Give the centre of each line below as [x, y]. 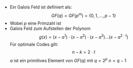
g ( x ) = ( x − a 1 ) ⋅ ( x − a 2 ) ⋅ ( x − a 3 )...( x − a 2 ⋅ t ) [84, 36]
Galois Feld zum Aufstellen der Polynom [50, 28]
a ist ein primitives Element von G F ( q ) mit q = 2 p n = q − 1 [68, 60]
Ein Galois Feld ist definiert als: [41, 7]
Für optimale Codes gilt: [34, 45]
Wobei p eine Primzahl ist [35, 23]
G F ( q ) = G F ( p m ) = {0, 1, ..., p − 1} [84, 15]
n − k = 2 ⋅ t [84, 52]
